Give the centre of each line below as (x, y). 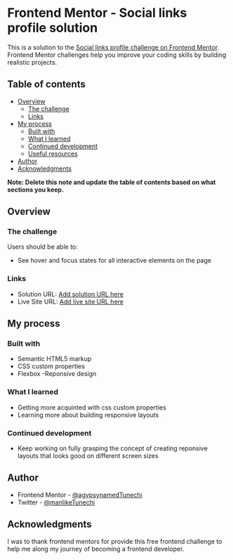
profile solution (53, 28)
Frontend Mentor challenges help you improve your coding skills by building (117, 55)
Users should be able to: (43, 247)
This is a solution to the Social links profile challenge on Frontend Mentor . (113, 47)
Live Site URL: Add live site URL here (71, 301)
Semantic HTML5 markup (54, 359)
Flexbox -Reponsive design (57, 374)
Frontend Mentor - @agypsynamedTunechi (80, 495)
